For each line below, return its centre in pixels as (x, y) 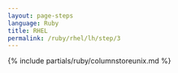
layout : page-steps (41, 16)
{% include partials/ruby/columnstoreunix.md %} (89, 61)
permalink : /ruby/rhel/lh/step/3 (64, 38)
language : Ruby (33, 23)
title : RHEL (28, 30)
